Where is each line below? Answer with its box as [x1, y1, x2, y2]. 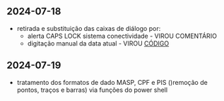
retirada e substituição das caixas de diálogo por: [16, 24, 161, 32]
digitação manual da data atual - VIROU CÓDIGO [27, 39, 170, 48]
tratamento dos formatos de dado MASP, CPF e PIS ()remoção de [16, 78, 208, 86]
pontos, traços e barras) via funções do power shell [16, 86, 167, 94]
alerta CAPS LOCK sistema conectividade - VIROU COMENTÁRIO [27, 32, 217, 40]
